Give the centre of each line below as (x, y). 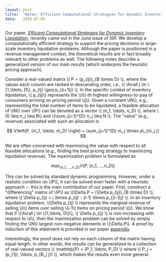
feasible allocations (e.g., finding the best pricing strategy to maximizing (79, 151)
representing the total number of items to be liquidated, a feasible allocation (82, 106)
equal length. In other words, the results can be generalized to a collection (81, 244)
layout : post (19, 10)
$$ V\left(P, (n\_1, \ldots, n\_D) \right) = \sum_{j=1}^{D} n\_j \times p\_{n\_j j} (83, 131)
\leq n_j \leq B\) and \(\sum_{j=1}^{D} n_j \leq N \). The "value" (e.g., (80, 116)
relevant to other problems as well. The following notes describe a (72, 59)
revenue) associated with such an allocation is (52, 121)
